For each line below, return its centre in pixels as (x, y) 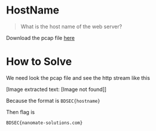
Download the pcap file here (41, 38)
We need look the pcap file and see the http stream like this (78, 78)
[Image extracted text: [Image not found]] (57, 89)
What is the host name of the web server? (71, 26)
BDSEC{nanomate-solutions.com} (44, 123)
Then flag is (21, 112)
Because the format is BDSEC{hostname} (53, 100)
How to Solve (39, 62)
